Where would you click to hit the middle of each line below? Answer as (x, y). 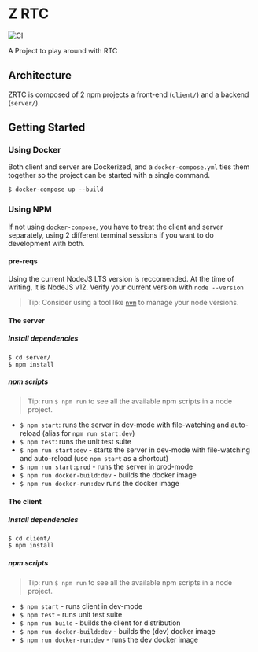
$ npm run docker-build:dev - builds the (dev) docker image (118, 631)
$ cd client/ (29, 539)
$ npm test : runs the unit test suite (76, 442)
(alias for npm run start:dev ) (88, 433)
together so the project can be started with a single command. (109, 175)
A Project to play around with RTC (63, 50)
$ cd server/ (29, 357)
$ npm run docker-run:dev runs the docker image (99, 484)
